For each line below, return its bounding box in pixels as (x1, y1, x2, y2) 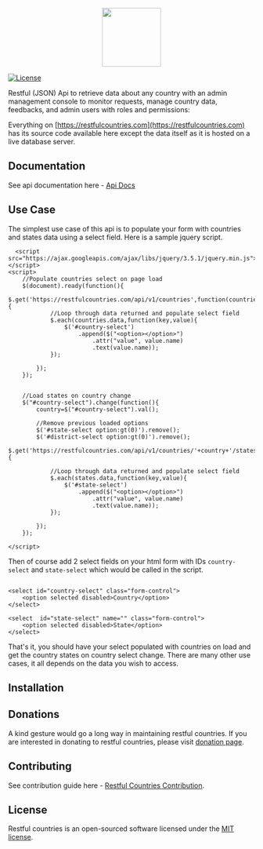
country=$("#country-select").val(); (36, 405, 159, 414)
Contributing (8, 760, 72, 773)
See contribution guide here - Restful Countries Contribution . (8, 781, 205, 790)
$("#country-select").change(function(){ (22, 399, 159, 406)
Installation (8, 681, 64, 694)
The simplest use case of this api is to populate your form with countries (8, 224, 241, 233)
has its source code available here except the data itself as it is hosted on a (8, 129, 250, 137)
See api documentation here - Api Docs (8, 180, 135, 190)
